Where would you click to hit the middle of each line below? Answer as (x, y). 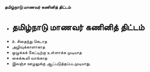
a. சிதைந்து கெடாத (29, 41)
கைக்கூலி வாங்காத (30, 58)
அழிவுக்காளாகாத (28, 47)
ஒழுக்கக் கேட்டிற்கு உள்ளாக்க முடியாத (47, 52)
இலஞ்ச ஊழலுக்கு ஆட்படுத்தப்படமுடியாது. (51, 63)
